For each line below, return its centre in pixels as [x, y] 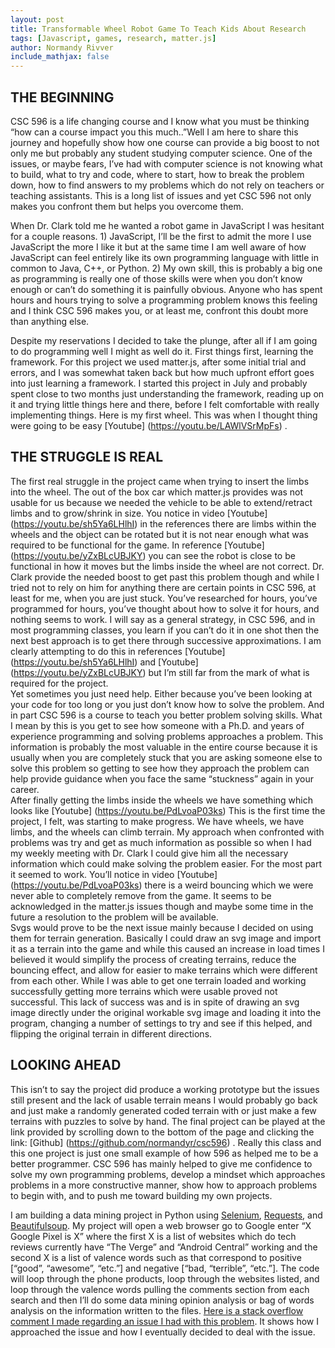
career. [25, 789]
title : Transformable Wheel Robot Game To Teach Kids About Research [158, 29]
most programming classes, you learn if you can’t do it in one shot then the [165, 630]
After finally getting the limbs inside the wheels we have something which [161, 800]
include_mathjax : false [60, 57]
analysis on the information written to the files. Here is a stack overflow [157, 1310]
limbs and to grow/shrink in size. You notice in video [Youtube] [139, 513]
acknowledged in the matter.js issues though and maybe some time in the [162, 906]
